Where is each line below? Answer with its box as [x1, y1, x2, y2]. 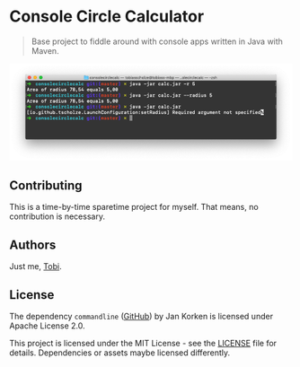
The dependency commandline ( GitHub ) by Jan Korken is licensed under [9, 311, 274, 322]
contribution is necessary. [9, 211, 106, 222]
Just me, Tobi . [9, 261, 62, 272]
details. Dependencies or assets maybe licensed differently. [9, 347, 231, 358]
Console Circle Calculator [9, 6, 205, 27]
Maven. [31, 45, 60, 56]
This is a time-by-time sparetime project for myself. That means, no [9, 202, 259, 213]
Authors [9, 237, 57, 252]
